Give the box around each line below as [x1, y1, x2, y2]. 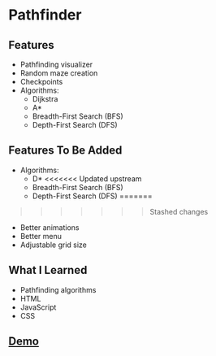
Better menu [19, 231, 63, 241]
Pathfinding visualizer [19, 59, 93, 69]
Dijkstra [32, 94, 58, 103]
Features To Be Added [8, 144, 123, 158]
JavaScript [19, 302, 57, 312]
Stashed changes [149, 206, 209, 216]
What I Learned [8, 263, 88, 277]
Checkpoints [19, 77, 63, 86]
